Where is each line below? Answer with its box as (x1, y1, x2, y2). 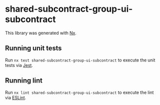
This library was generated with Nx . (5, 30, 77, 36)
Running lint (5, 77, 43, 85)
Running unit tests (5, 44, 62, 52)
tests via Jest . (5, 62, 33, 68)
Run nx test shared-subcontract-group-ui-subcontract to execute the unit (5, 57, 156, 63)
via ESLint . (5, 94, 26, 101)
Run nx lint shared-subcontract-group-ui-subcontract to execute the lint (5, 89, 154, 95)
